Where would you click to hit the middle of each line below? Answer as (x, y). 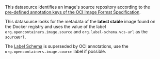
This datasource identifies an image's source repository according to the (78, 7)
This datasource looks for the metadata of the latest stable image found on (80, 22)
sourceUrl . (16, 37)
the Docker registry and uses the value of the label (56, 27)
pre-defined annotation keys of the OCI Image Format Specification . (73, 12)
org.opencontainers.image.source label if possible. (56, 51)
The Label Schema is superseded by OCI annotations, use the (67, 46)
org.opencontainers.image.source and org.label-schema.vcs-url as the (76, 32)
